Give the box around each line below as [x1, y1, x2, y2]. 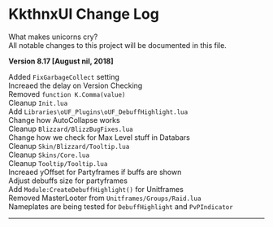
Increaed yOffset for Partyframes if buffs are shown [8, 167, 182, 177]
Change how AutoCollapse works [8, 115, 120, 124]
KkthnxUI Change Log [8, 5, 160, 24]
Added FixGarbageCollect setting [8, 72, 120, 81]
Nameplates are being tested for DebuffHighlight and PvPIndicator [8, 201, 233, 212]
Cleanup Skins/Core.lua [8, 150, 90, 159]
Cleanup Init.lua [8, 98, 68, 107]
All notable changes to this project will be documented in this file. [8, 40, 227, 50]
